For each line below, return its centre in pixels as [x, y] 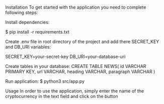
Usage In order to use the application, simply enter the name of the [75, 91]
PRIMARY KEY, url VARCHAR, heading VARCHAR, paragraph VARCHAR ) [80, 71]
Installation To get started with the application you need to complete [76, 7]
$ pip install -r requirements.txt [37, 32]
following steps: [22, 12]
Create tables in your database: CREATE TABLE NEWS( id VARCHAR [76, 66]
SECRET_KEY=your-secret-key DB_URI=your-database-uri [65, 56]
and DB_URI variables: [28, 47]
